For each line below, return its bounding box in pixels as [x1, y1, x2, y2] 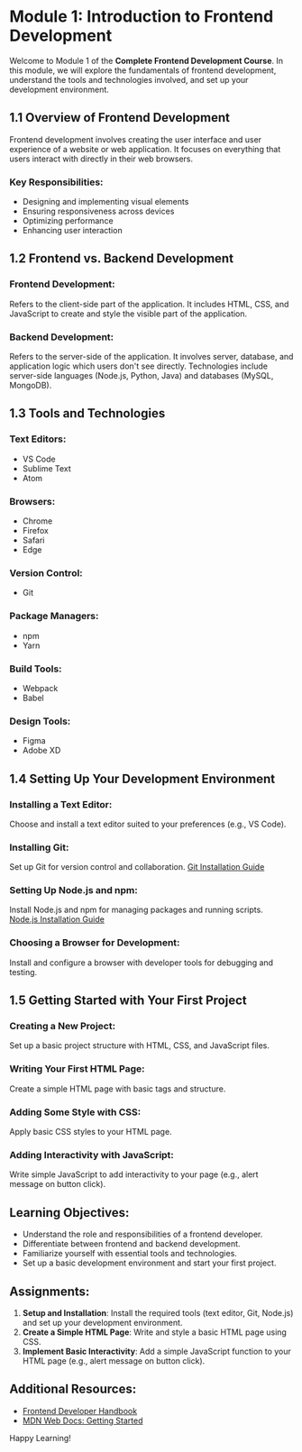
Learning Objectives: [9, 1205, 130, 1220]
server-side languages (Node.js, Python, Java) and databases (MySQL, [9, 370, 274, 381]
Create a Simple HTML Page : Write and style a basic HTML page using [22, 1327, 287, 1338]
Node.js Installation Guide [9, 914, 105, 925]
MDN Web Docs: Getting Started [22, 1415, 143, 1426]
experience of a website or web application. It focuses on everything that [9, 143, 281, 154]
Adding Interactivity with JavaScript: [9, 1148, 174, 1161]
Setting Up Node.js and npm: [9, 884, 138, 897]
